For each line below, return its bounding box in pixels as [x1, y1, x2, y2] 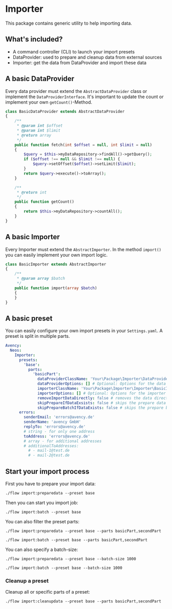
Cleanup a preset [5, 577, 49, 584]
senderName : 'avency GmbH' [24, 420, 81, 425]
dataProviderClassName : [37, 376, 88, 382]
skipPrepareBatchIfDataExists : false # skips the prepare [37, 405, 164, 410]
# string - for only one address [24, 429, 95, 434]
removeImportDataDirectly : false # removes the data [37, 395, 153, 401]
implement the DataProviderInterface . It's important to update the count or [5, 93, 164, 100]
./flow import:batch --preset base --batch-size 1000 [5, 565, 123, 570]
